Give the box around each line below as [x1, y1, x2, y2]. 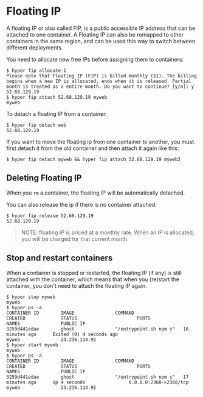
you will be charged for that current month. [21, 235, 129, 242]
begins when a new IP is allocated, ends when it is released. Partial [6, 78, 191, 84]
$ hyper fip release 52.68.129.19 [6, 212, 94, 219]
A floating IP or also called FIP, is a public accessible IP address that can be [6, 24, 196, 32]
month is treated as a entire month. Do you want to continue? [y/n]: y [6, 84, 194, 90]
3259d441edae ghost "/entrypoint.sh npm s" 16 [6, 326, 189, 332]
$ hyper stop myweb [6, 294, 56, 300]
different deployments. [6, 44, 63, 51]
